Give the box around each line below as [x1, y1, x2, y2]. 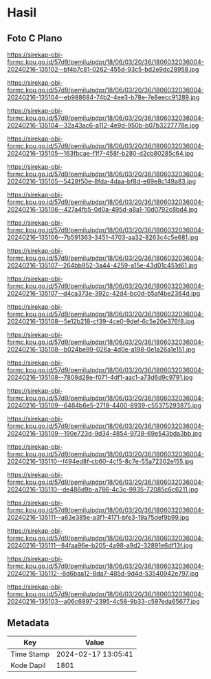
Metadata [7, 617, 49, 629]
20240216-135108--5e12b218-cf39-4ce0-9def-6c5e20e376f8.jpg [7, 317, 195, 325]
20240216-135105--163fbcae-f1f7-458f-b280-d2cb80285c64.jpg [7, 150, 194, 157]
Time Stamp [10, 649, 50, 659]
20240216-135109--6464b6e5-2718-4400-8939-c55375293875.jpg [7, 401, 201, 409]
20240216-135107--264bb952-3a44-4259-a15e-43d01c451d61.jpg [7, 261, 198, 270]
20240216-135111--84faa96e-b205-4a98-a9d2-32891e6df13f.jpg [7, 541, 193, 549]
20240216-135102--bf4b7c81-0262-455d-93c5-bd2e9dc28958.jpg [7, 65, 199, 73]
